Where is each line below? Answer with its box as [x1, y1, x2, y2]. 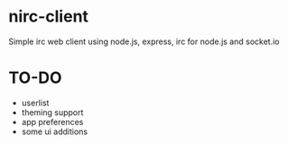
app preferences [21, 116, 84, 127]
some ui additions [21, 126, 88, 137]
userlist [21, 97, 50, 108]
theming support [21, 106, 84, 118]
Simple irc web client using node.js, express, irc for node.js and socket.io [8, 36, 280, 47]
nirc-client [8, 6, 89, 27]
